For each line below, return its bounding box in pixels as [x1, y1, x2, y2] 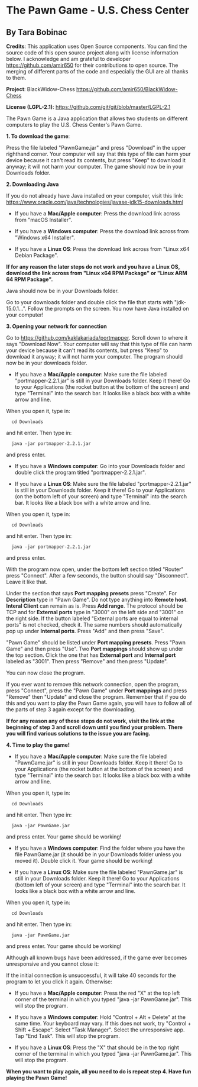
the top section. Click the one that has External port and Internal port [6, 651, 176, 659]
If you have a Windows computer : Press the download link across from [14, 228, 189, 234]
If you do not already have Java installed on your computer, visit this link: [6, 192, 184, 199]
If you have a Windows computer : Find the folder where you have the [14, 844, 185, 851]
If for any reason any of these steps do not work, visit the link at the [6, 717, 175, 724]
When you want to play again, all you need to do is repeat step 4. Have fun [6, 1068, 191, 1075]
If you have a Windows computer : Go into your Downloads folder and [14, 463, 185, 469]
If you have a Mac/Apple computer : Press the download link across [14, 210, 180, 217]
